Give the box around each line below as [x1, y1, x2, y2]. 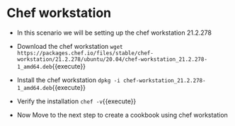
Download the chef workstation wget [16, 42, 123, 50]
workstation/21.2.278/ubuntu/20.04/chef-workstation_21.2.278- [16, 55, 208, 63]
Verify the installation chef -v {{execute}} [16, 97, 137, 105]
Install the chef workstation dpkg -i [16, 76, 121, 84]
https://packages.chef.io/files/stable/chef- [16, 50, 154, 57]
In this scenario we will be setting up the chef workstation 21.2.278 [16, 28, 212, 37]
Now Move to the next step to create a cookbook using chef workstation [16, 110, 228, 119]
